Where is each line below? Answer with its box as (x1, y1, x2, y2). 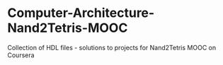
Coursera (7, 51, 35, 59)
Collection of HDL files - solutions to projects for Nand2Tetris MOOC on (7, 43, 217, 52)
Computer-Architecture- (7, 5, 155, 21)
